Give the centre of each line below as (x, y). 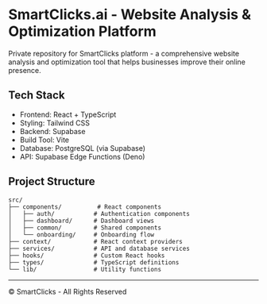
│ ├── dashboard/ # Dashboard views (81, 221)
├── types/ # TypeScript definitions (94, 262)
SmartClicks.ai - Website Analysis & (130, 15)
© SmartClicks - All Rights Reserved (68, 291)
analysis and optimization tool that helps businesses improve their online (127, 62)
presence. (25, 70)
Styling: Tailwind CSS (54, 123)
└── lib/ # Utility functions (85, 269)
